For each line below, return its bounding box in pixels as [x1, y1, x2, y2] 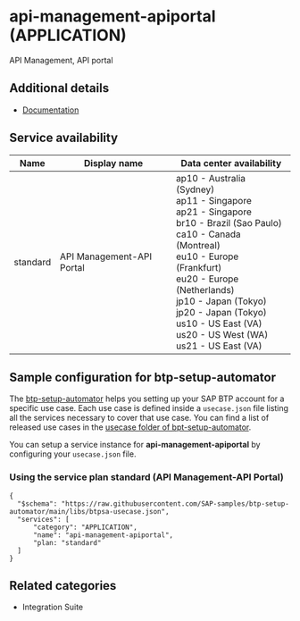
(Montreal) [175, 239, 221, 251]
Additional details [9, 80, 110, 96]
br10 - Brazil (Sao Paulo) [175, 216, 283, 229]
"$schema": [17, 499, 58, 508]
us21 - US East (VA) [175, 340, 262, 352]
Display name [83, 156, 144, 169]
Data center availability [180, 156, 282, 169]
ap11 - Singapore [175, 194, 252, 206]
